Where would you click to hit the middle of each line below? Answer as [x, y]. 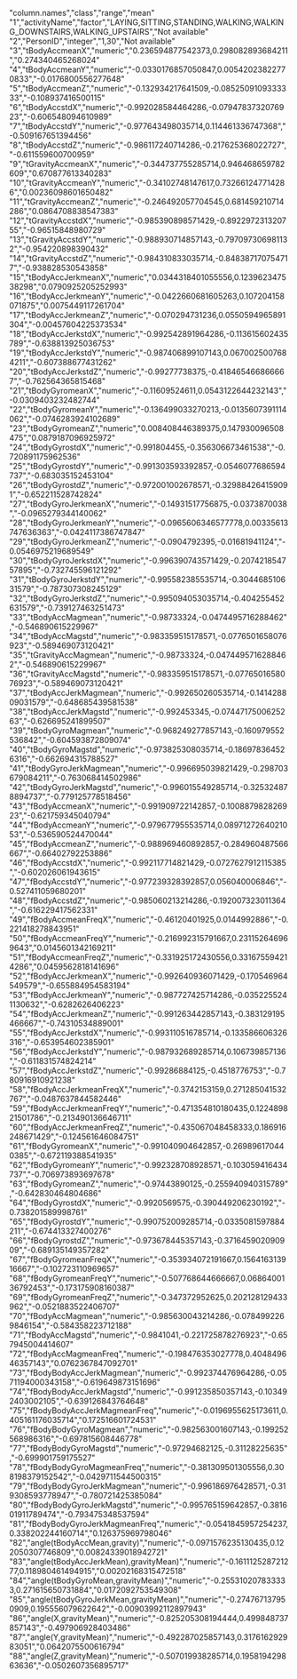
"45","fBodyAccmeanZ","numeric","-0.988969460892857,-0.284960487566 [149, 844]
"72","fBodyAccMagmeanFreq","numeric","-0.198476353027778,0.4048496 [148, 1354]
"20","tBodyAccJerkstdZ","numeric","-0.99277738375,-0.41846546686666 [147, 372]
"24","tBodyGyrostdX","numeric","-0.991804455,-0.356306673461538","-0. [148, 447]
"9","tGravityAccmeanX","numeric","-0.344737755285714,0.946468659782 [147, 164]
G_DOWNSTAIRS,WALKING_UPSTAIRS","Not [90, 32]
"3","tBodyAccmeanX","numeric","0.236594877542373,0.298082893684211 [148, 51]
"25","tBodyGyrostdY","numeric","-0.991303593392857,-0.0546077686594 [148, 466]
